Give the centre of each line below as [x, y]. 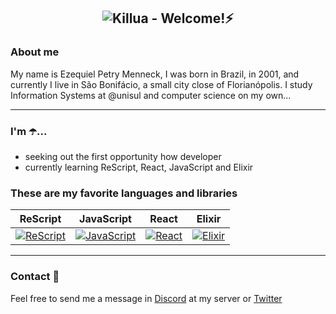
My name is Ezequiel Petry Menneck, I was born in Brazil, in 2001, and [155, 74]
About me [35, 52]
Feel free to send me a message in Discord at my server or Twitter [146, 298]
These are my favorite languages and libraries [124, 193]
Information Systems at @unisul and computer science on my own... [151, 95]
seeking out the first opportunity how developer [123, 156]
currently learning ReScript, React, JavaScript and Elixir [139, 167]
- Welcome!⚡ [192, 18]
